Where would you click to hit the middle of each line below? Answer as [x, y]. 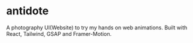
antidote [28, 11]
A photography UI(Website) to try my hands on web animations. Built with [97, 27]
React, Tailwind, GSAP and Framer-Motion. [59, 33]
